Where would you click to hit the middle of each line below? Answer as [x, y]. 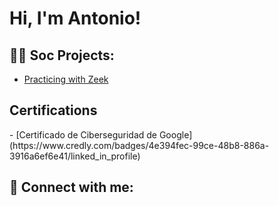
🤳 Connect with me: [71, 187]
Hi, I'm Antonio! [75, 18]
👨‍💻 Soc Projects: [62, 55]
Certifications [53, 110]
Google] [175, 134]
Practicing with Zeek [66, 79]
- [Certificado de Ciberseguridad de [83, 134]
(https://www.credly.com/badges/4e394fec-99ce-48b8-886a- [139, 145]
